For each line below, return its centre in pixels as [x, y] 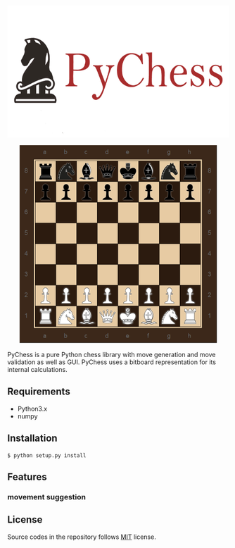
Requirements [39, 392]
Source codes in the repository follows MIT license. [82, 537]
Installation [32, 438]
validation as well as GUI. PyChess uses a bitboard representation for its [112, 362]
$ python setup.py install [47, 455]
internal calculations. [38, 369]
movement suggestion [47, 497]
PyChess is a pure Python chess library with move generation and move [112, 355]
